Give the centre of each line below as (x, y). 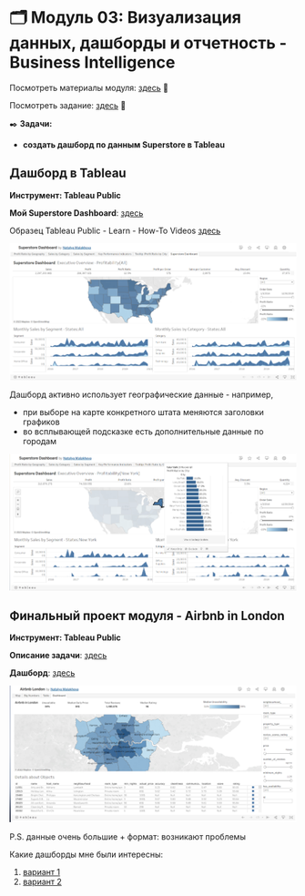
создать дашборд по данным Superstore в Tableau (124, 144)
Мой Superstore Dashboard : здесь (76, 213)
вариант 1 (41, 872)
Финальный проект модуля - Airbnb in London (147, 616)
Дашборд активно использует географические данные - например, (142, 395)
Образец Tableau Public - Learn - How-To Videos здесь (115, 230)
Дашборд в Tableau (68, 173)
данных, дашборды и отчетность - (148, 43)
